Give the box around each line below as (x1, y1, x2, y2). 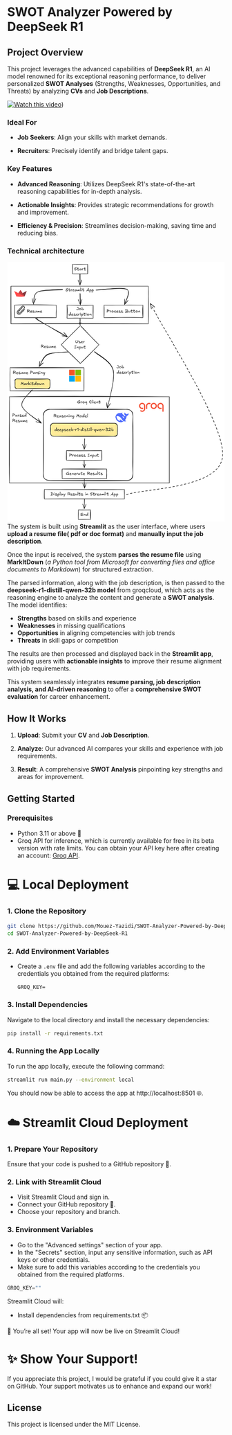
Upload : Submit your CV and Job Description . (17, 731, 150, 740)
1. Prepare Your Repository (7, 1144, 99, 1154)
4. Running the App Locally (7, 1046, 100, 1056)
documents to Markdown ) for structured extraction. (7, 565, 154, 573)
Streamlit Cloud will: (7, 1296, 64, 1305)
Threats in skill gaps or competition (17, 636, 119, 645)
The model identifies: (7, 600, 68, 609)
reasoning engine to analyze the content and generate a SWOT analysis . (7, 594, 215, 602)
